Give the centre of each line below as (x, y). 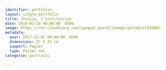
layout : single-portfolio (32, 14)
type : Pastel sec (27, 51)
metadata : (15, 33)
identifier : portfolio (28, 10)
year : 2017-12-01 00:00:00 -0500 (44, 37)
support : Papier (26, 46)
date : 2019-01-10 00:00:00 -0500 (40, 23)
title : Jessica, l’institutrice (38, 19)
